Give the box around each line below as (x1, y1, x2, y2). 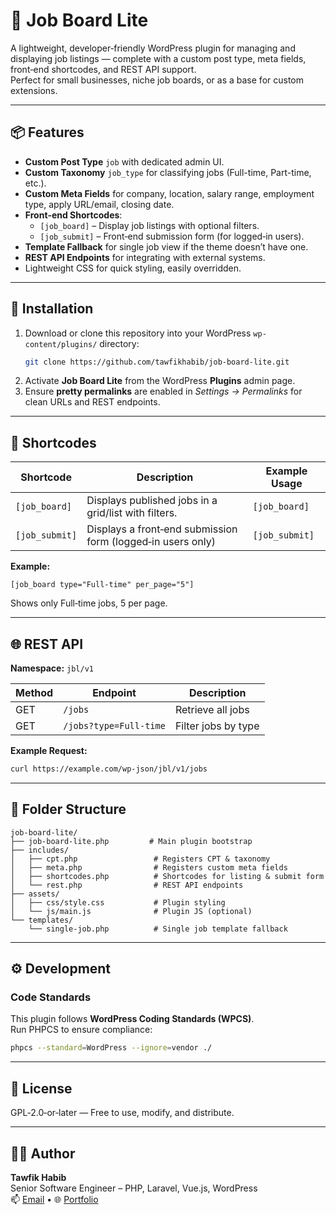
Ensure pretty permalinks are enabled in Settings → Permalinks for (24, 385, 303, 398)
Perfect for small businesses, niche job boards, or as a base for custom (10, 74, 304, 86)
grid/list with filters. (86, 506, 178, 520)
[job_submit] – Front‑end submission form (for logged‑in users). (39, 230, 305, 242)
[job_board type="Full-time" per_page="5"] (10, 580, 195, 590)
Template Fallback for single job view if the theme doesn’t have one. (24, 240, 309, 253)
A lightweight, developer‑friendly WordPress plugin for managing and (10, 42, 296, 54)
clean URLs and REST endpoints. (24, 396, 161, 408)
